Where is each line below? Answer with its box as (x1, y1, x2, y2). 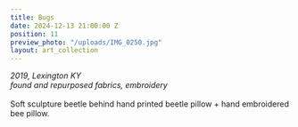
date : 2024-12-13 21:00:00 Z (10, 21, 119, 30)
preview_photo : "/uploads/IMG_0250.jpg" (10, 37, 163, 47)
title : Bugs (10, 12, 54, 22)
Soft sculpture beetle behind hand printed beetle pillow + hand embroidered (10, 99, 289, 109)
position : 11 (10, 29, 59, 38)
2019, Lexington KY (10, 70, 81, 81)
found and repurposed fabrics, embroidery (10, 80, 168, 91)
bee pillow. (10, 108, 50, 119)
